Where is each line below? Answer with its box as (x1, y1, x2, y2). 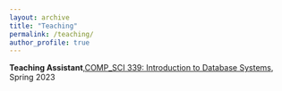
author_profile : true (9, 37, 90, 47)
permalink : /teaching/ (9, 29, 94, 38)
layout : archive (9, 12, 70, 22)
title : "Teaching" (9, 21, 78, 30)
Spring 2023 (9, 72, 56, 83)
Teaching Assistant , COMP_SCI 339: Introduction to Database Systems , (9, 62, 274, 73)
